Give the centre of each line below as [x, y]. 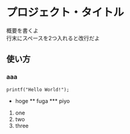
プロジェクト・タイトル [65, 12]
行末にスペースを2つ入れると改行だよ [53, 38]
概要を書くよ [22, 30]
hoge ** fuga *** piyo [42, 100]
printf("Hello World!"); [38, 90]
